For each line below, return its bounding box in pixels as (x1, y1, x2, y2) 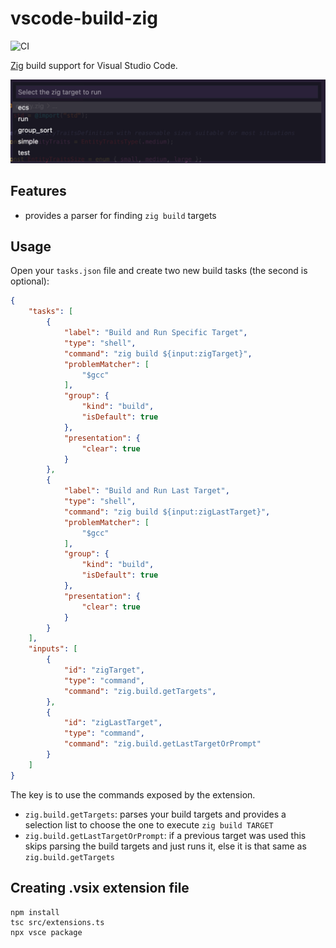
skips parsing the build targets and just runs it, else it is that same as (24, 840, 307, 852)
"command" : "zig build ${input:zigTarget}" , (63, 348, 253, 359)
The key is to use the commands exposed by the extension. (10, 788, 256, 801)
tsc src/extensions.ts (10, 917, 105, 927)
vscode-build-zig (10, 7, 158, 30)
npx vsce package (10, 927, 83, 937)
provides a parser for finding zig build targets (24, 209, 217, 221)
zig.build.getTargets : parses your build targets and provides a (24, 808, 287, 820)
